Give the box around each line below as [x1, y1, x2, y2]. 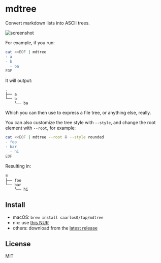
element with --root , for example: [5, 125, 76, 131]
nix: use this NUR [12, 219, 49, 225]
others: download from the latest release [12, 225, 98, 231]
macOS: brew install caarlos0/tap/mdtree [12, 214, 104, 220]
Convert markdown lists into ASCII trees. [5, 20, 90, 26]
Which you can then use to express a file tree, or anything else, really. [5, 110, 151, 116]
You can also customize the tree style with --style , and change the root [5, 120, 156, 126]
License [5, 240, 31, 248]
